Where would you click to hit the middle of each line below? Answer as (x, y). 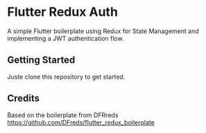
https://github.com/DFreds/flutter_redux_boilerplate (81, 122)
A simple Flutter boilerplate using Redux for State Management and (103, 31)
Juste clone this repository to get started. (66, 76)
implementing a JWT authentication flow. (66, 38)
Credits (24, 98)
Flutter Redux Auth (62, 12)
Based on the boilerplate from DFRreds (63, 115)
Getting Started (41, 60)
